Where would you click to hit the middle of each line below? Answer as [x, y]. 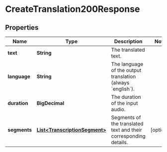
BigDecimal [50, 103]
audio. [118, 109]
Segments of [126, 117]
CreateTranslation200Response [73, 9]
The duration [126, 97]
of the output [126, 70]
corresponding [128, 136]
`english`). [123, 89]
